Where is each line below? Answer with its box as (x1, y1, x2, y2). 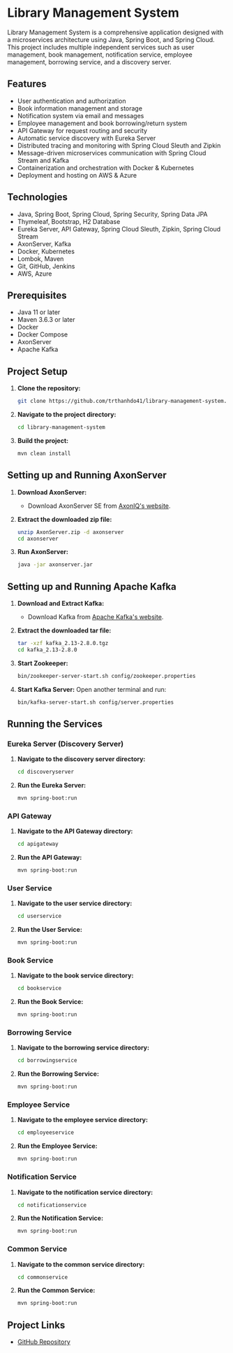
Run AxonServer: (17, 548, 68, 556)
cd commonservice (17, 1273, 68, 1281)
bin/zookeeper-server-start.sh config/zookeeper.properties (17, 672, 196, 679)
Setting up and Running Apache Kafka (7, 581, 176, 593)
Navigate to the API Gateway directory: (17, 827, 133, 835)
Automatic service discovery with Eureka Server (17, 134, 156, 142)
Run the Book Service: (17, 998, 84, 1006)
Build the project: (17, 436, 68, 445)
